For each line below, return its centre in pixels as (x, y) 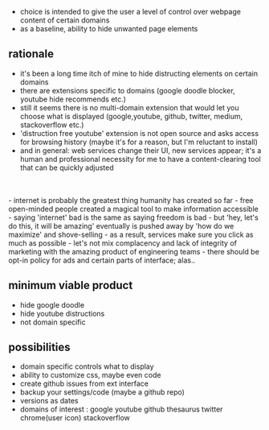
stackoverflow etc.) (52, 125)
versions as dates (49, 401)
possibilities (39, 347)
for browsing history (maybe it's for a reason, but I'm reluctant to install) (139, 142)
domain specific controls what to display (87, 366)
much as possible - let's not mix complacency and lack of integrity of (122, 243)
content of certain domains (65, 20)
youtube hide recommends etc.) (73, 99)
